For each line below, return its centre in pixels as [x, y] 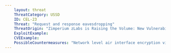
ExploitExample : [31, 33]
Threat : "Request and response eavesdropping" [64, 24]
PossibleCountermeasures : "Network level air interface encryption [87, 43]
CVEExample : [27, 38]
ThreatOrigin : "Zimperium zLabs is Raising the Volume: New [79, 29]
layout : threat [30, 10]
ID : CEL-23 [26, 19]
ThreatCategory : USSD [37, 15]
